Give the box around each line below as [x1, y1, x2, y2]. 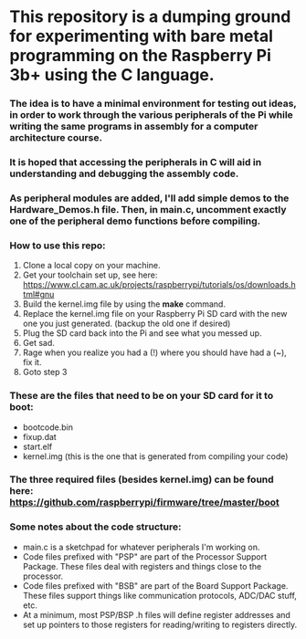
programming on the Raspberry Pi [9, 46, 272, 66]
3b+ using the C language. [9, 65, 215, 86]
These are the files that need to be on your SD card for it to [9, 390, 274, 403]
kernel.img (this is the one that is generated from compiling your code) [22, 450, 289, 462]
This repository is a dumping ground [9, 6, 291, 27]
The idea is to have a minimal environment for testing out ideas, [9, 98, 297, 110]
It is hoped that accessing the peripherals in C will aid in [9, 156, 262, 169]
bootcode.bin [22, 422, 73, 433]
